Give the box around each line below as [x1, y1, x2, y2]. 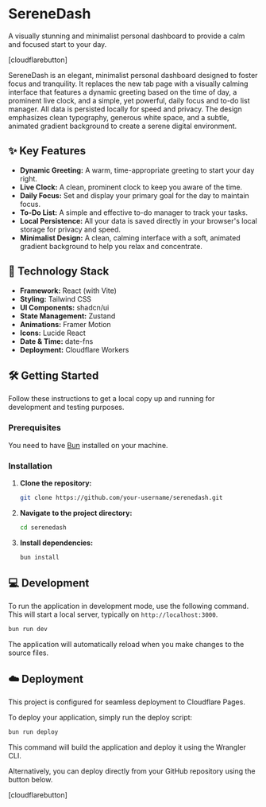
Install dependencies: [19, 538, 94, 548]
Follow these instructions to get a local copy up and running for [8, 394, 215, 403]
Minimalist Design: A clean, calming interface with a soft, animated [19, 232, 241, 243]
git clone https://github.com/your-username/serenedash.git [19, 493, 223, 501]
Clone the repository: [19, 478, 92, 488]
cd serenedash [19, 523, 67, 532]
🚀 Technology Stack [8, 264, 110, 279]
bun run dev [8, 626, 48, 634]
